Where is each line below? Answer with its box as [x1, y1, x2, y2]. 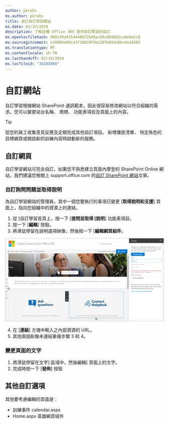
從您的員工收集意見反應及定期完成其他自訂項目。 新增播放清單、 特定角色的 [5, 129, 162, 135]
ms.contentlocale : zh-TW [5, 50, 57, 55]
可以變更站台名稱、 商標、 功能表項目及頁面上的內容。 [18, 109, 131, 115]
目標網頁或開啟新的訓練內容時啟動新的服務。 [5, 136, 98, 142]
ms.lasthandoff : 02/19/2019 [5, 56, 64, 61]
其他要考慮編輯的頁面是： [5, 396, 58, 402]
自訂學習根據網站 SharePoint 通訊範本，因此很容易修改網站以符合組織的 [5, 103, 154, 109]
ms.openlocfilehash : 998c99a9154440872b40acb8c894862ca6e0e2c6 [5, 35, 141, 40]
